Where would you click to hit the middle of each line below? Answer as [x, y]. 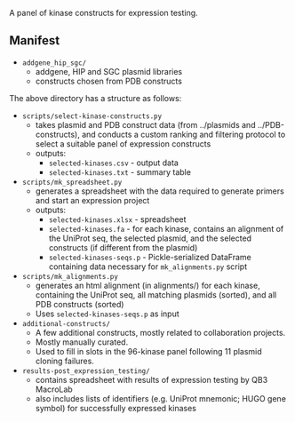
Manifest [35, 40]
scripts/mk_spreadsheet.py [72, 182]
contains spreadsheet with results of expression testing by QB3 [151, 379]
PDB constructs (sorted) [80, 304]
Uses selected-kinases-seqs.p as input [107, 314]
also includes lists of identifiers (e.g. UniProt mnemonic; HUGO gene [161, 398]
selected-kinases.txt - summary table [120, 171]
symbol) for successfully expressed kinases [116, 408]
